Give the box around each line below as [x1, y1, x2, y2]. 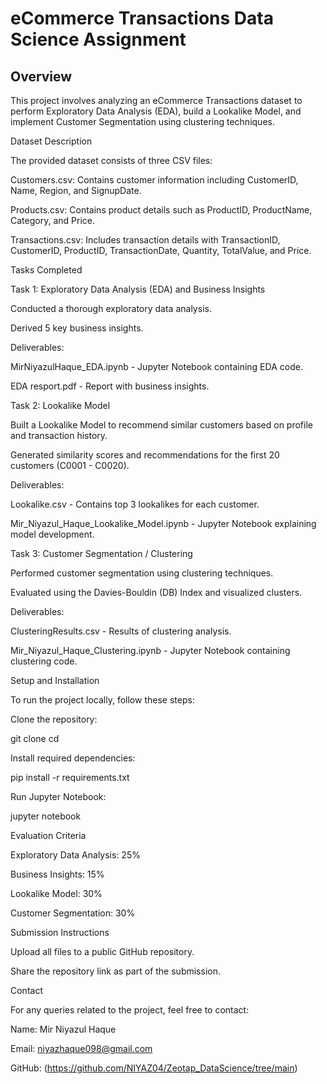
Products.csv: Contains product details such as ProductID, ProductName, [10, 204, 313, 216]
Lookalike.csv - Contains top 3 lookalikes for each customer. [10, 498, 260, 510]
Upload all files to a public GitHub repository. [10, 946, 195, 957]
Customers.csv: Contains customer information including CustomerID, [10, 174, 299, 186]
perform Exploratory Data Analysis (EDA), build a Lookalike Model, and [10, 105, 302, 117]
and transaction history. [10, 430, 108, 441]
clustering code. [10, 655, 78, 667]
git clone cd [10, 733, 60, 744]
